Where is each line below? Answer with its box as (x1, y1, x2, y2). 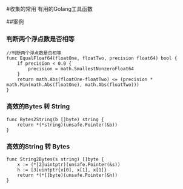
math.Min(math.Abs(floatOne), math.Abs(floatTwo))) (6, 82, 139, 88)
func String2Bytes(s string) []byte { (6, 156, 104, 162)
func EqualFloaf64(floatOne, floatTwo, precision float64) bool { (6, 55, 178, 62)
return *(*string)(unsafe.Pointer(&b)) (17, 122, 118, 128)
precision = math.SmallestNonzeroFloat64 (28, 66, 135, 72)
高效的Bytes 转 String (6, 102, 70, 111)
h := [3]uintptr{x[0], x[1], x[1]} (17, 167, 107, 173)
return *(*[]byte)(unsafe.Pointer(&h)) (17, 172, 118, 178)
